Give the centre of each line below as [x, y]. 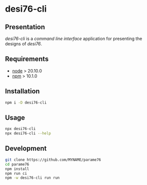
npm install [17, 169]
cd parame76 [17, 164]
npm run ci [16, 173]
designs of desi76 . [24, 44]
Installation [22, 91]
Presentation [25, 27]
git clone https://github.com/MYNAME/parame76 [53, 160]
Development [26, 149]
